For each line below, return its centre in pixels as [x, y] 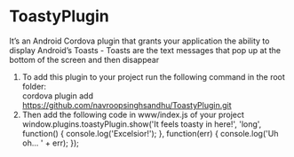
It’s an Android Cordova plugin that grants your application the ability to [139, 41]
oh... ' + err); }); [51, 143]
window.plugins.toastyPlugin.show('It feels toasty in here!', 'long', [142, 124]
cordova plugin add [57, 96]
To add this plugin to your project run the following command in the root [154, 76]
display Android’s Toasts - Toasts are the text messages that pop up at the [145, 50]
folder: [34, 86]
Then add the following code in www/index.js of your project [133, 114]
